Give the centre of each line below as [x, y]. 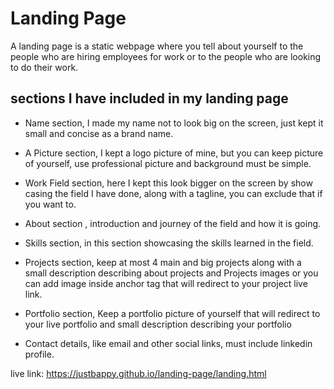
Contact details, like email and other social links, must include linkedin [168, 343]
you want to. [50, 204]
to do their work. [44, 67]
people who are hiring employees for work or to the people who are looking [166, 56]
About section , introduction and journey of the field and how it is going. [173, 223]
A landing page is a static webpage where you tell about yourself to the [157, 46]
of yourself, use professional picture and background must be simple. [168, 163]
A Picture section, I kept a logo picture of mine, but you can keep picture [174, 153]
